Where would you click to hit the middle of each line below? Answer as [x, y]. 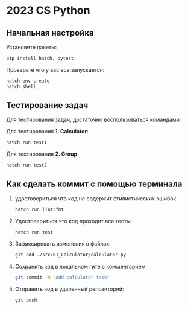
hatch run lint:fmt [39, 209]
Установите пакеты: [32, 47]
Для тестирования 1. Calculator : [47, 132]
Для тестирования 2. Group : [43, 154]
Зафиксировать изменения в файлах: [63, 244]
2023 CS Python [48, 11]
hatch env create [28, 81]
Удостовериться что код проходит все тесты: [74, 221]
